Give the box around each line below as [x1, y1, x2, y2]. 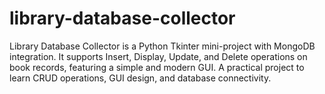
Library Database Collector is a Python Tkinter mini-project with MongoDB [9, 40, 316, 52]
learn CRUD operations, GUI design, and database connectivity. [9, 72, 272, 84]
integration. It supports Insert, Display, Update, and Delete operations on [9, 50, 308, 62]
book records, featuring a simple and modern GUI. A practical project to [9, 61, 305, 73]
